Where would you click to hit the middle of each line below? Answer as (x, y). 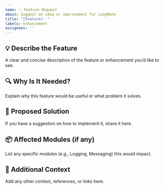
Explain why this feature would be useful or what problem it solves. (74, 96)
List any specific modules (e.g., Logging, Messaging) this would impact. (79, 154)
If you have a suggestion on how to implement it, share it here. (69, 123)
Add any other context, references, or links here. (55, 182)
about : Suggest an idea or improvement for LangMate (61, 14)
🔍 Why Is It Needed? (38, 81)
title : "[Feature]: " (27, 19)
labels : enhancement (27, 24)
